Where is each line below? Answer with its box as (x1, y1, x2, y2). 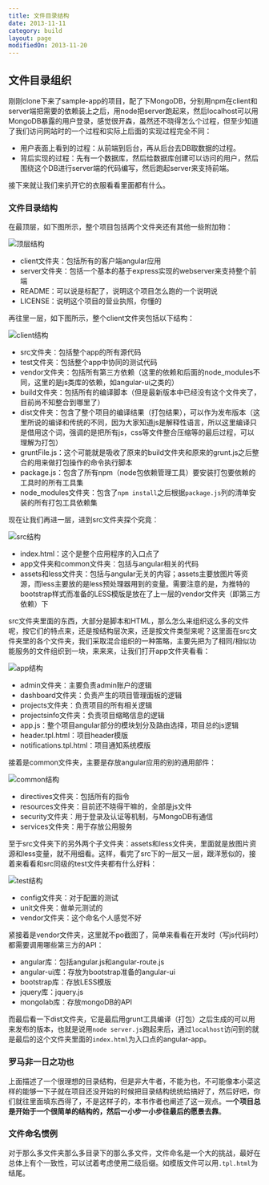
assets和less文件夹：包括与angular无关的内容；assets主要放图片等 (19, 569, 242, 578)
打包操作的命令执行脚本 (54, 458, 133, 468)
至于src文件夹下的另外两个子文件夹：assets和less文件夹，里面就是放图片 (8, 839, 250, 849)
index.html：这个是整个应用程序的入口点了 (19, 549, 160, 558)
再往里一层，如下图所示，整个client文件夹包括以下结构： (8, 314, 195, 323)
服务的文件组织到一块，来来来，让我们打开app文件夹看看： (14, 647, 211, 656)
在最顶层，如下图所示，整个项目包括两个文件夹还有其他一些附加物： (8, 222, 233, 232)
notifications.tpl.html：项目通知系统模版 (19, 741, 151, 750)
